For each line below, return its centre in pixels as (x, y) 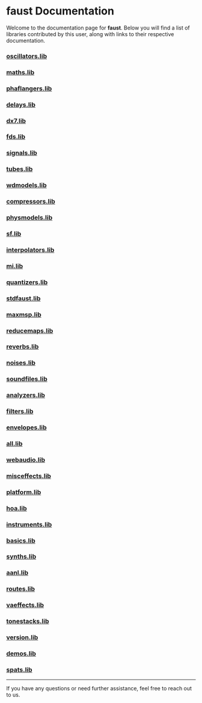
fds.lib (16, 137)
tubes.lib (20, 169)
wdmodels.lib (26, 185)
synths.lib (21, 557)
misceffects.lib (29, 475)
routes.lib (20, 589)
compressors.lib (31, 202)
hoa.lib (17, 508)
